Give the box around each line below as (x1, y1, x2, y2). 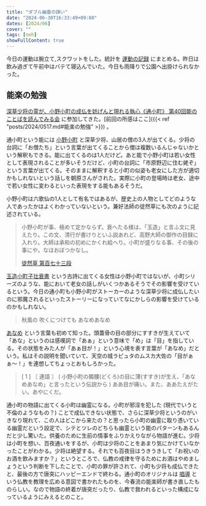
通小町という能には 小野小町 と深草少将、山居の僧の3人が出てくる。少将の (6, 136, 195, 143)
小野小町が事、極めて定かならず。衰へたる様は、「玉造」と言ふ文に (21, 223, 191, 231)
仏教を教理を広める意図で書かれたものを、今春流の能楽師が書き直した (17, 478, 194, 485)
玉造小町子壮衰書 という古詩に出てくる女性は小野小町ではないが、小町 (6, 272, 185, 280)
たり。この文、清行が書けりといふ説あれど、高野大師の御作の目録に (26, 231, 199, 238)
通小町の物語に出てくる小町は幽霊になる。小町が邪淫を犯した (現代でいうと (6, 401, 198, 408)
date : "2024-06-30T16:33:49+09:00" (6, 15, 97, 21)
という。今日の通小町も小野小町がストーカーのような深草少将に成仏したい (11, 288, 200, 295)
